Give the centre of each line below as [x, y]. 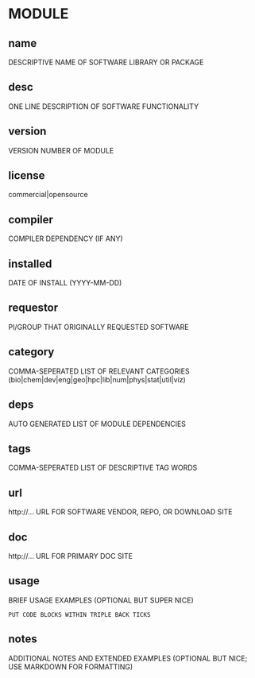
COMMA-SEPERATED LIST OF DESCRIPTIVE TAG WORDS [103, 468]
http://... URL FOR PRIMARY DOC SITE [71, 556]
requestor [33, 308]
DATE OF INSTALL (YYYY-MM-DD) [65, 283]
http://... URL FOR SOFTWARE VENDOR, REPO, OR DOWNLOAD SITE [120, 512]
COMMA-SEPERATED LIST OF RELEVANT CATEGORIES [99, 371]
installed [30, 263]
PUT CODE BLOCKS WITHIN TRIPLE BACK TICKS [79, 614]
